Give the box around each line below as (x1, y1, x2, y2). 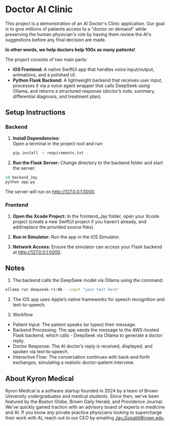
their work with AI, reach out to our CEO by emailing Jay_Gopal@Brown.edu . (5, 415, 165, 421)
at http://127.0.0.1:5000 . (12, 249, 62, 255)
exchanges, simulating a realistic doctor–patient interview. (12, 359, 134, 365)
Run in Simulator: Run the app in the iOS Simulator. (12, 233, 121, 240)
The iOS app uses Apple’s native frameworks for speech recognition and (12, 297, 165, 303)
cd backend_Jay (5, 175, 38, 180)
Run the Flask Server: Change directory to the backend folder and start (12, 159, 163, 166)
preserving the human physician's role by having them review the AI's (5, 31, 152, 37)
